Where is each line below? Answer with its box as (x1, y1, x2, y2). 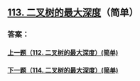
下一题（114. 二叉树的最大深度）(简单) (7, 66, 119, 74)
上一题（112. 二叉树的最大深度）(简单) (7, 48, 119, 56)
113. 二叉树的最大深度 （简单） (7, 6, 139, 19)
